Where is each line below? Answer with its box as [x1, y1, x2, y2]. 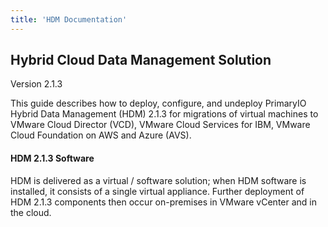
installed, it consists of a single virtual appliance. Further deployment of [10, 185, 305, 197]
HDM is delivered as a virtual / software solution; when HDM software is [10, 174, 307, 186]
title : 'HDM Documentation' [10, 14, 128, 25]
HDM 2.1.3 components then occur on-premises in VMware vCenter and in [10, 196, 318, 208]
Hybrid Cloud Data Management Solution [10, 52, 272, 69]
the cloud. [10, 206, 52, 218]
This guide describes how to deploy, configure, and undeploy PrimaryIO [10, 97, 307, 110]
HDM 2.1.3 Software [10, 152, 95, 165]
